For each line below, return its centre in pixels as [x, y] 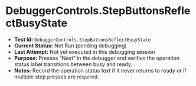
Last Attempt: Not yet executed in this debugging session [84, 51]
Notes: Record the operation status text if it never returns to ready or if [100, 70]
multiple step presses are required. [56, 77]
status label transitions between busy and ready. [73, 64]
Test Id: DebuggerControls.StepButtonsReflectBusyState [82, 39]
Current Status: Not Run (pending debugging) [71, 46]
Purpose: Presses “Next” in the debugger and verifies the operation [97, 58]
